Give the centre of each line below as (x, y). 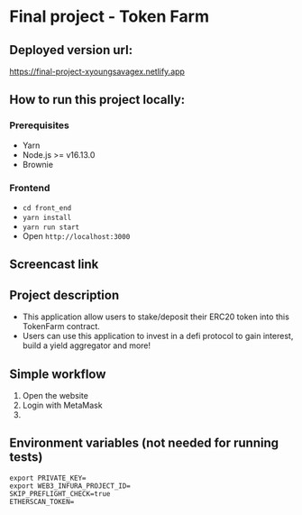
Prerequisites (39, 125)
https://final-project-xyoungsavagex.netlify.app (97, 71)
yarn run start (51, 227)
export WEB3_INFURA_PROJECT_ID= (70, 486)
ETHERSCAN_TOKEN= (42, 501)
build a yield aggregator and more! (87, 345)
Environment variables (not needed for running (144, 443)
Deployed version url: (71, 50)
